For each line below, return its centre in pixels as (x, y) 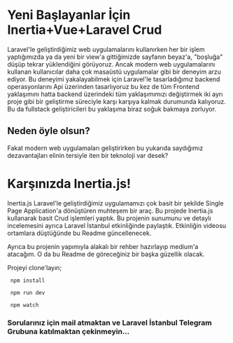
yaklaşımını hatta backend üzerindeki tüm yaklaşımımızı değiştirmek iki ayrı (115, 94)
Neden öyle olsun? (49, 131)
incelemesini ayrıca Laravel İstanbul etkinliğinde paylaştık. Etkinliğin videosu (117, 225)
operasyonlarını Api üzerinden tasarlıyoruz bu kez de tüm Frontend (103, 86)
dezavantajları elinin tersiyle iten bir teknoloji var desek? (88, 155)
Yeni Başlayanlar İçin (69, 15)
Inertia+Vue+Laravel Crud (85, 30)
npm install (28, 281)
